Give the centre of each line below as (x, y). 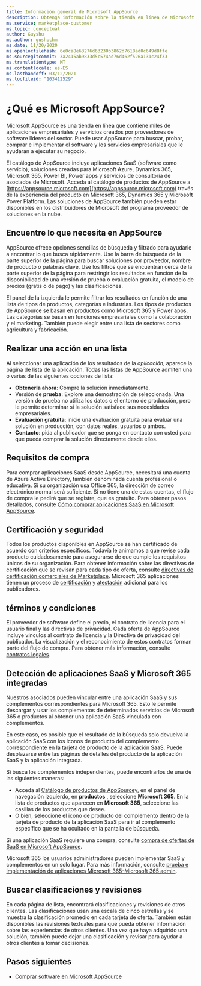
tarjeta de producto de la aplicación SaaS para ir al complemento (95, 822)
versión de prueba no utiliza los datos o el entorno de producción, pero (103, 400)
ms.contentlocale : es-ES (37, 68)
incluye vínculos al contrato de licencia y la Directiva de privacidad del (93, 635)
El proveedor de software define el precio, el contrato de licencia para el (95, 623)
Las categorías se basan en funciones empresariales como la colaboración (99, 316)
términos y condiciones (51, 608)
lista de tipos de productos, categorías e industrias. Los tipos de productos (99, 304)
